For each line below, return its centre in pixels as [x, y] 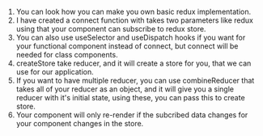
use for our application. [55, 72]
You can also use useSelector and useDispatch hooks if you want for [131, 37]
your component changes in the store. [80, 123]
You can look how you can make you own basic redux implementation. [134, 12]
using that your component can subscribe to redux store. [111, 29]
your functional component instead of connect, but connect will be [127, 46]
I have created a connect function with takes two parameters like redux [134, 20]
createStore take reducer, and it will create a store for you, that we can [134, 63]
